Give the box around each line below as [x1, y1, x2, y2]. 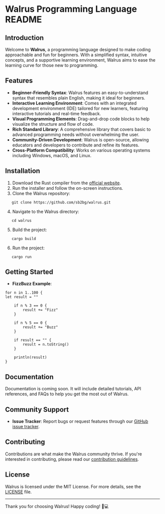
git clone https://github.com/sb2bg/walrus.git [11, 200, 111, 205]
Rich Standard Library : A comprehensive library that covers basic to [12, 126, 151, 132]
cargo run [11, 254, 32, 259]
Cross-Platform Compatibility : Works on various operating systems [12, 147, 151, 153]
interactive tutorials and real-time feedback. [12, 110, 101, 116]
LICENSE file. [5, 489, 32, 495]
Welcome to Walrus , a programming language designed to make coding [5, 47, 151, 52]
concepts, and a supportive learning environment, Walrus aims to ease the [5, 57, 156, 63]
